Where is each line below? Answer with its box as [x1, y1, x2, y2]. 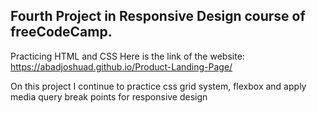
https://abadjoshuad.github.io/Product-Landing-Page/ [10, 60, 233, 73]
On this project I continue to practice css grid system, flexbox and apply [10, 80, 307, 92]
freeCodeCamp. [10, 24, 113, 41]
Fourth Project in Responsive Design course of [10, 8, 306, 25]
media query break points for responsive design [10, 90, 208, 103]
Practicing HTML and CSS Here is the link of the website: [10, 50, 245, 62]
